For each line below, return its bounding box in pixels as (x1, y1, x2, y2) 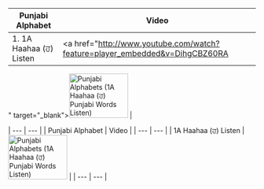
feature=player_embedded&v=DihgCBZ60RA (62, 48, 229, 58)
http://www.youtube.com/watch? (97, 39, 220, 49)
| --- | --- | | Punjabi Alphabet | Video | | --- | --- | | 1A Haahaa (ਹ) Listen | (8, 126, 245, 135)
